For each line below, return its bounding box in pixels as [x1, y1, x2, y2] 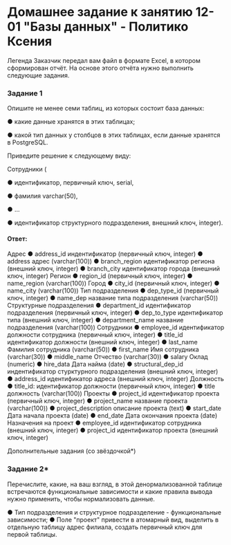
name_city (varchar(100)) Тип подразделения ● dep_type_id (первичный [7, 286, 219, 295]
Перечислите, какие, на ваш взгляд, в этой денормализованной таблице [7, 480, 223, 488]
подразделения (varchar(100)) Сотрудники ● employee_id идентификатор [7, 323, 225, 332]
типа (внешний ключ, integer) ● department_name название [7, 316, 184, 324]
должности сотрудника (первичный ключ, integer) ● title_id [7, 331, 183, 339]
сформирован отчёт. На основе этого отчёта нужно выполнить [7, 64, 194, 72]
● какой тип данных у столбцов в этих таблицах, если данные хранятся [7, 131, 221, 139]
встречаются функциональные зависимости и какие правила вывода [7, 487, 213, 495]
